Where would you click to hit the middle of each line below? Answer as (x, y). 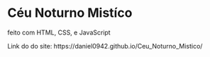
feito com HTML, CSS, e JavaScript (59, 32)
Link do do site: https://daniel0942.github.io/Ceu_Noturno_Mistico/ (105, 46)
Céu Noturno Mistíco (70, 13)
